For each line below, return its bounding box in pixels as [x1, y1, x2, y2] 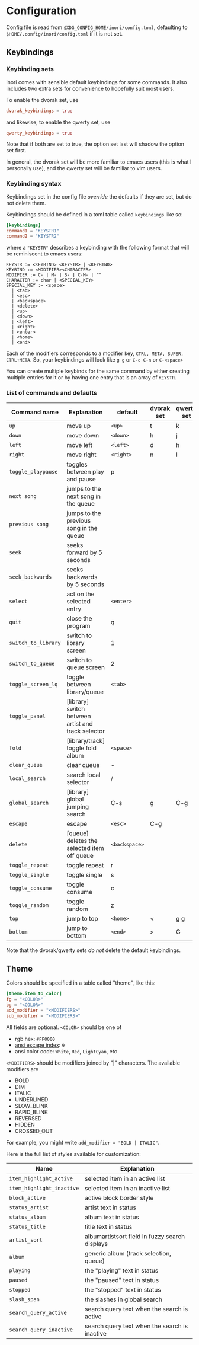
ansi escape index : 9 [14, 1042, 65, 1049]
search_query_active [9, 1309, 67, 1316]
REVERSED [14, 1114, 42, 1122]
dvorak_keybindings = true [6, 108, 73, 114]
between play [66, 467, 105, 475]
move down [66, 431, 99, 439]
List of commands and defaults [6, 389, 98, 397]
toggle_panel [9, 713, 46, 720]
